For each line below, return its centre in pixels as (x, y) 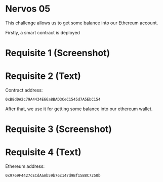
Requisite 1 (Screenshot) (58, 53)
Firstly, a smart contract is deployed (43, 32)
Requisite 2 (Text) (43, 76)
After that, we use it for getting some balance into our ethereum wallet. (79, 109)
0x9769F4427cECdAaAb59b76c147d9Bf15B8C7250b (53, 176)
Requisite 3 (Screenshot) (59, 129)
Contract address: (24, 90)
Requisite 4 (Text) (44, 152)
